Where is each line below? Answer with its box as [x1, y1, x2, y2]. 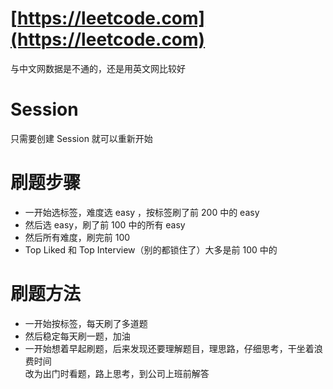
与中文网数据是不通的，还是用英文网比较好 [10, 62, 186, 74]
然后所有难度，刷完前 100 [24, 231, 131, 243]
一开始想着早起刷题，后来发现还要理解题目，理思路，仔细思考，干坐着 [24, 342, 315, 354]
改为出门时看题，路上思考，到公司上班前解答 [24, 367, 210, 379]
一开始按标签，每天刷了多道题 [24, 317, 148, 329]
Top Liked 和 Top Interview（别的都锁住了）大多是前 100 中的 [24, 243, 278, 256]
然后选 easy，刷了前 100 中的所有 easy [24, 218, 186, 231]
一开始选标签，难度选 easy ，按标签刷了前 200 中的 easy [24, 206, 260, 218]
